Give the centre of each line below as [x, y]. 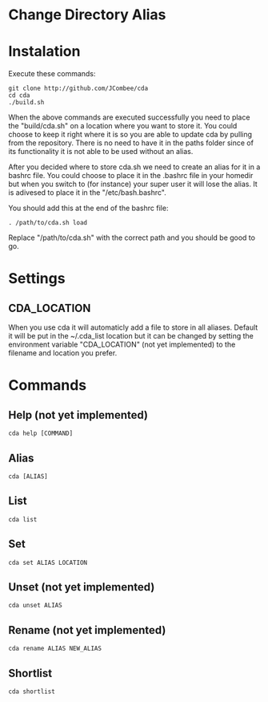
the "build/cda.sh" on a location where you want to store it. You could [123, 126]
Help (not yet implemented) [78, 415]
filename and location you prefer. [63, 353]
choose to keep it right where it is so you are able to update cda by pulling [130, 135]
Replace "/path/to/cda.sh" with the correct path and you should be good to [132, 237]
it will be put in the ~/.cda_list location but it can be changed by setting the [131, 336]
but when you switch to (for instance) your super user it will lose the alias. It [133, 184]
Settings [37, 279]
